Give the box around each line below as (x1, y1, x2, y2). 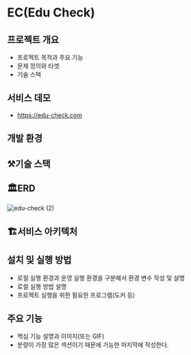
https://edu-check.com (16, 111, 83, 119)
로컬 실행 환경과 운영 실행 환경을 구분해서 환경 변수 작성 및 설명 (16, 273, 185, 282)
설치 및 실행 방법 (7, 254, 72, 266)
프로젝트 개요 (7, 34, 60, 45)
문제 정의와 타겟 (16, 62, 60, 70)
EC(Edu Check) (7, 5, 96, 21)
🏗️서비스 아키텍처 (7, 225, 78, 237)
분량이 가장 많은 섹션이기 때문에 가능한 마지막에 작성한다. (16, 341, 169, 349)
